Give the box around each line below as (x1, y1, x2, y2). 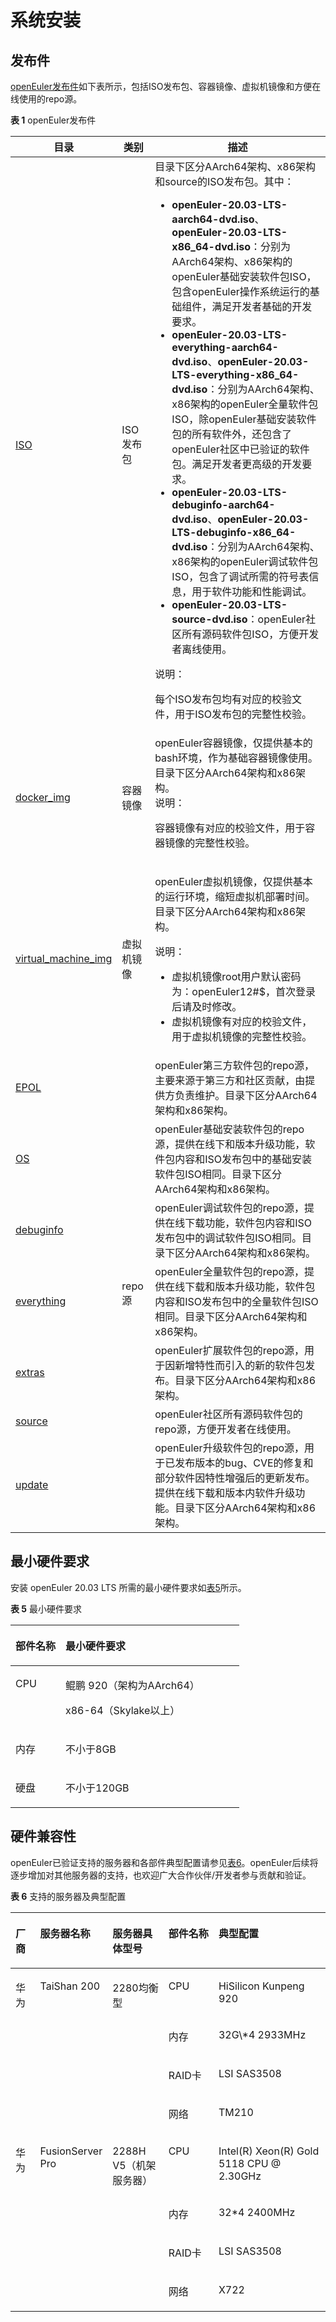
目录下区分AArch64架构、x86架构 (154, 160, 317, 173)
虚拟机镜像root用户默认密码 (171, 970, 302, 983)
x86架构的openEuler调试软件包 (171, 555, 319, 568)
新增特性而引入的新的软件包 (174, 1359, 306, 1372)
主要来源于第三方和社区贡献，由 (154, 1074, 306, 1087)
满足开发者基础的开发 (211, 300, 313, 313)
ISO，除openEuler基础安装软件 (171, 412, 317, 426)
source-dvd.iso (171, 612, 248, 626)
